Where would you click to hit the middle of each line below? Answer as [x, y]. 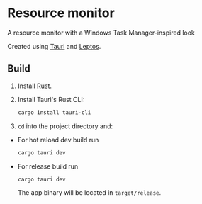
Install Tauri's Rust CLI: [51, 99]
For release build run [48, 166]
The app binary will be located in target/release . [89, 193]
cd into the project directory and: [65, 126]
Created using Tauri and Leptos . [54, 46]
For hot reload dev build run [58, 140]
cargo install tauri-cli [54, 112]
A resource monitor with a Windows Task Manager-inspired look [101, 33]
